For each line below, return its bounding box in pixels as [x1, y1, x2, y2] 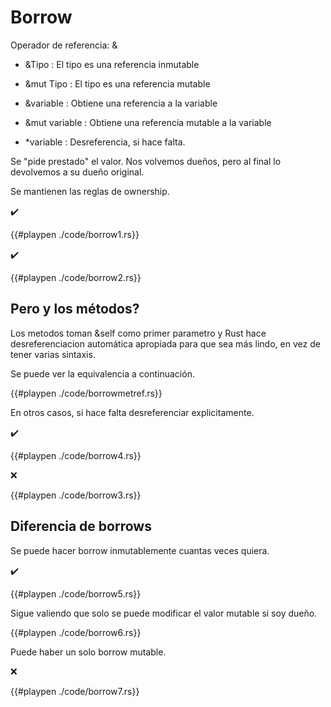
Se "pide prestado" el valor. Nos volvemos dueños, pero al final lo [10, 155, 282, 167]
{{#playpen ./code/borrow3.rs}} [10, 489, 142, 501]
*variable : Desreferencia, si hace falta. [24, 136, 186, 148]
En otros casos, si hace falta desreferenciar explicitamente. [10, 406, 255, 418]
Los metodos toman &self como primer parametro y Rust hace [10, 327, 267, 339]
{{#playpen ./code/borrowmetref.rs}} [10, 387, 163, 399]
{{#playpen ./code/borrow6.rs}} [10, 626, 142, 638]
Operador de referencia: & [10, 39, 118, 51]
